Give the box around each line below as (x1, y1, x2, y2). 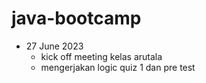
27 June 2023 (25, 40, 84, 52)
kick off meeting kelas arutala (40, 50, 163, 62)
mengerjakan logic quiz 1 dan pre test (40, 61, 196, 73)
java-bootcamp (11, 7, 142, 30)
